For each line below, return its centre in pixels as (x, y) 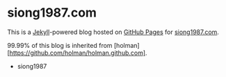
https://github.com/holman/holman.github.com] (78, 53)
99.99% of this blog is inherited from (60, 45)
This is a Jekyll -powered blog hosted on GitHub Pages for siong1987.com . (113, 32)
